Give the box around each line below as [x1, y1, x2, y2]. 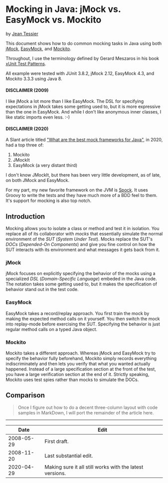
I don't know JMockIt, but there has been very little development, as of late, [5, 172, 161, 178]
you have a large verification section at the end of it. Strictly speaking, [5, 371, 150, 377]
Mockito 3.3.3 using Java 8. [5, 75, 62, 81]
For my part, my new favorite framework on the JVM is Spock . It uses [5, 187, 149, 193]
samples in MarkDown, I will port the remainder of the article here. [17, 409, 154, 415]
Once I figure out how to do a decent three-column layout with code [17, 404, 158, 410]
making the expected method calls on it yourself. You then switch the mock [5, 315, 160, 321]
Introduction [5, 212, 45, 220]
